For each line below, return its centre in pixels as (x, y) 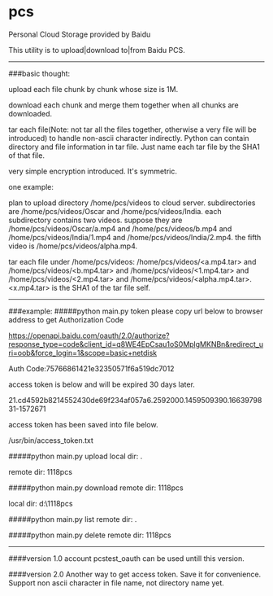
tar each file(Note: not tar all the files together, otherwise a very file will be (133, 129)
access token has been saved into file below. (83, 424)
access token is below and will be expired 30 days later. (102, 384)
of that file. (26, 155)
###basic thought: (39, 73)
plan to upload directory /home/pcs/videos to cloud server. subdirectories (132, 203)
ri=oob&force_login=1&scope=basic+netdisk (82, 353)
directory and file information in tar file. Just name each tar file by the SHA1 (134, 147)
